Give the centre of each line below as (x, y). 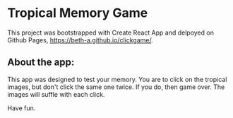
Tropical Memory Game (78, 13)
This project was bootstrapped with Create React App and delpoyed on (110, 33)
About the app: (41, 63)
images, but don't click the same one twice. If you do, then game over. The (116, 87)
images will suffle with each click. (56, 94)
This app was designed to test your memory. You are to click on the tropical (117, 79)
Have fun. (22, 108)
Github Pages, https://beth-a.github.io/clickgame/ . (80, 40)
